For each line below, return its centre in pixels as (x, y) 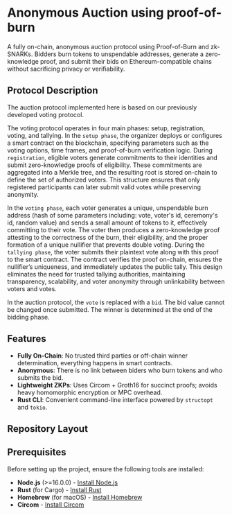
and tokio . (32, 407)
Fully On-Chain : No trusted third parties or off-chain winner (102, 356)
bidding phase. (28, 317)
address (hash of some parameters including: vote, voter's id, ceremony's (113, 215)
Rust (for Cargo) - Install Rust (59, 489)
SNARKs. (20, 54)
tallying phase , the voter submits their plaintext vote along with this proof (113, 252)
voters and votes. (32, 288)
